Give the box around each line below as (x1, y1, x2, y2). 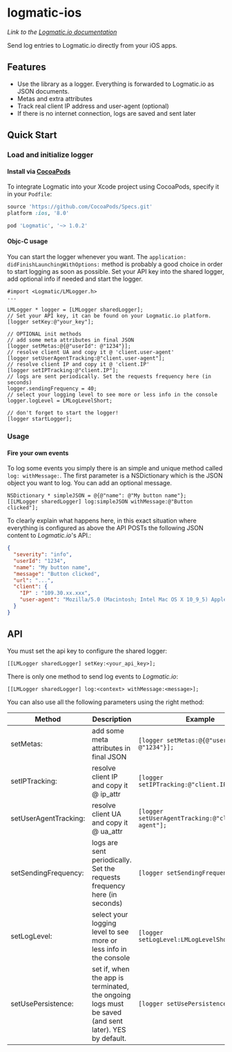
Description (92, 714, 132, 724)
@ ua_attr (92, 826, 123, 836)
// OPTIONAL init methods (7, 331, 81, 337)
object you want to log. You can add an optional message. (7, 479, 173, 487)
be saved (92, 1007, 122, 1017)
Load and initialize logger (7, 150, 94, 160)
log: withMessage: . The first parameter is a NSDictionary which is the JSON (7, 471, 223, 480)
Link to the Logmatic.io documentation (7, 28, 117, 36)
